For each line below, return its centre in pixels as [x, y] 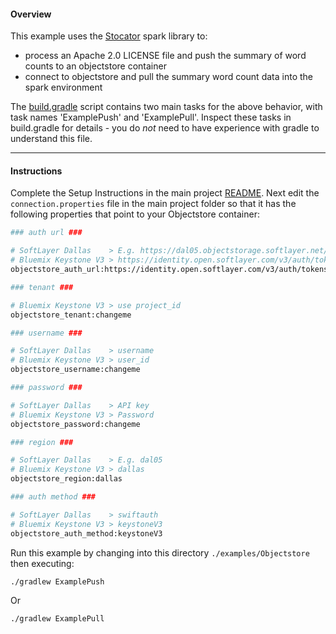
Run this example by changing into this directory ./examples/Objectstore [160, 552]
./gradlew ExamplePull [57, 618]
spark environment [63, 87]
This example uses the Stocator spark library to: [109, 36]
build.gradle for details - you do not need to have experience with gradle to [165, 128]
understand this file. [51, 139]
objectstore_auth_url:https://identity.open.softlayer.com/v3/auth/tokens [169, 270]
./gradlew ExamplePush [57, 581]
